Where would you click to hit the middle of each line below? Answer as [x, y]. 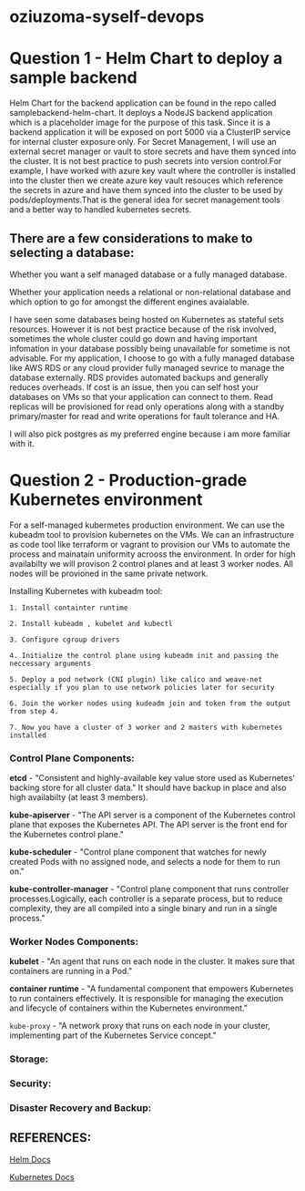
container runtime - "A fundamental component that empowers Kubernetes [152, 989]
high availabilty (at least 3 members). [79, 797]
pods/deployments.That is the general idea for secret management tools [145, 200]
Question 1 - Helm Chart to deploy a [146, 59]
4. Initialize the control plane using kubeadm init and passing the [144, 655]
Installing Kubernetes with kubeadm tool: [86, 590]
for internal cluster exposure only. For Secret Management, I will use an [143, 142]
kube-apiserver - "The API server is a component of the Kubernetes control [152, 815]
